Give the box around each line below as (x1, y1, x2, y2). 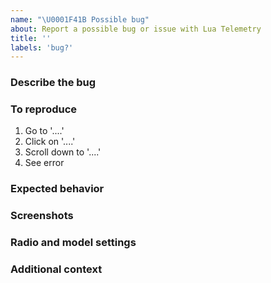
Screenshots (10, 209, 74, 223)
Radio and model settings (10, 236, 137, 250)
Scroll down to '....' (24, 146, 102, 158)
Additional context (10, 262, 103, 276)
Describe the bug (10, 76, 97, 90)
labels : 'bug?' (10, 42, 74, 53)
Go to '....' (24, 125, 65, 137)
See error (24, 157, 65, 169)
